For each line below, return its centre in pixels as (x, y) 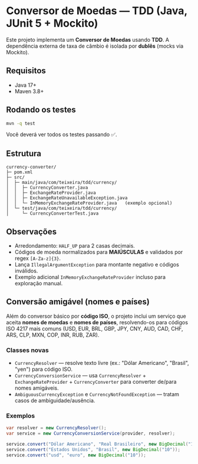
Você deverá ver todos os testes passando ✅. (62, 134)
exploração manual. (39, 284)
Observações (32, 231)
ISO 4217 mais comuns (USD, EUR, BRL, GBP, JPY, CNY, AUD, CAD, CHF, (95, 328)
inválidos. (26, 271)
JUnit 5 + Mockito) (52, 23)
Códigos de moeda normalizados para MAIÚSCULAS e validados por (99, 252)
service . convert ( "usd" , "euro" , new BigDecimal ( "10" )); (76, 455)
